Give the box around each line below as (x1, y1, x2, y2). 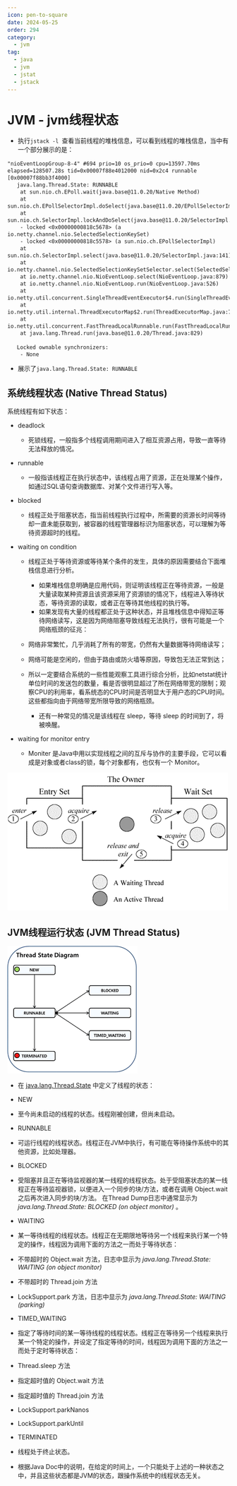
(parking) (17, 1300, 45, 1309)
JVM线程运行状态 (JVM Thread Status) (7, 926, 181, 939)
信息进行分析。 (34, 566, 78, 575)
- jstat (13, 71, 37, 78)
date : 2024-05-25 (7, 18, 59, 26)
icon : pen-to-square (7, 11, 68, 18)
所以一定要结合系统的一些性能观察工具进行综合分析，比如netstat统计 (28, 670, 228, 679)
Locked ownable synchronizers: (16, 344, 109, 351)
